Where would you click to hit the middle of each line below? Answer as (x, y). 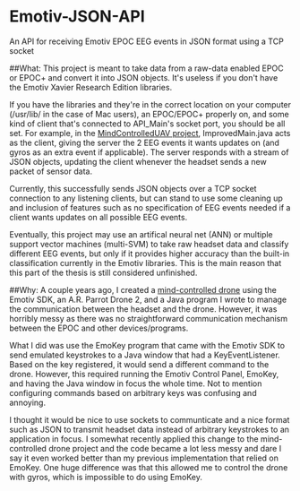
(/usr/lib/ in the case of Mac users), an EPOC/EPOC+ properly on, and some (149, 114)
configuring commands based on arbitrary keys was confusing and (133, 392)
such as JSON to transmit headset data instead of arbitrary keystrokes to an (149, 429)
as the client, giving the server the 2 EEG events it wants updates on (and (145, 142)
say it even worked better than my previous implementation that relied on (144, 458)
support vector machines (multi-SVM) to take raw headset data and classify (149, 244)
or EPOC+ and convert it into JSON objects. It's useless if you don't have (144, 77)
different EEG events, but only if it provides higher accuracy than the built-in (150, 254)
